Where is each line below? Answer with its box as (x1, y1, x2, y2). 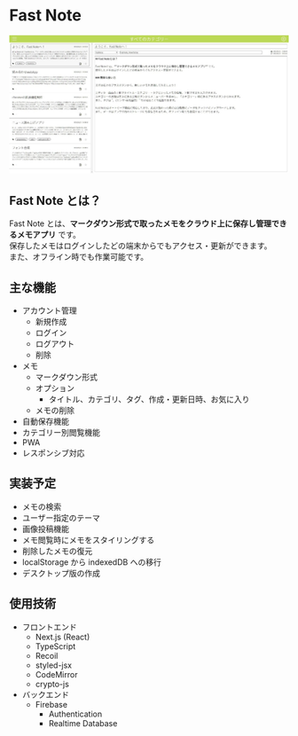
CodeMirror (35, 669, 78, 679)
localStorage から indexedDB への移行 (21, 556, 161, 568)
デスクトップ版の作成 (21, 568, 100, 578)
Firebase (35, 699, 68, 709)
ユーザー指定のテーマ (21, 512, 100, 523)
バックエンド (21, 689, 69, 700)
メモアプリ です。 (16, 230, 82, 240)
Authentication (48, 709, 103, 719)
